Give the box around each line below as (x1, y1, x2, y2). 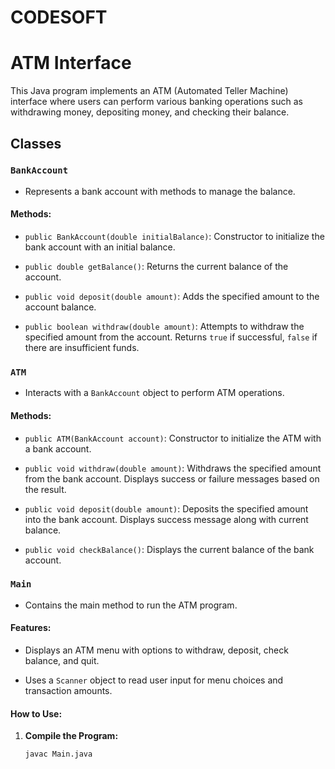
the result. (24, 483, 67, 495)
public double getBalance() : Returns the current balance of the (24, 261, 289, 273)
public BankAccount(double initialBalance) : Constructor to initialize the (24, 231, 325, 243)
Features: (10, 622, 52, 634)
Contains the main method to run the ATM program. (24, 599, 238, 611)
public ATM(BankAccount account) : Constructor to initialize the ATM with (24, 432, 322, 444)
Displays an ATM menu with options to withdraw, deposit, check (24, 644, 289, 656)
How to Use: (10, 707, 63, 720)
